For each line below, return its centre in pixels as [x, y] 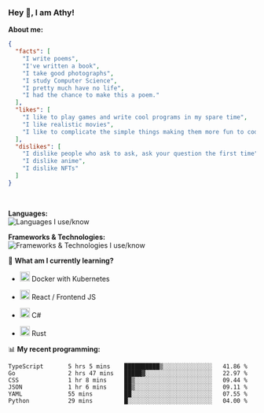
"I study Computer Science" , [70, 81]
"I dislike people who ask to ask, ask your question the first [130, 154]
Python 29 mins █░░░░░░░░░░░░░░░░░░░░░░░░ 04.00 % [128, 400]
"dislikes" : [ [38, 146]
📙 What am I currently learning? [61, 260]
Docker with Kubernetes [70, 278]
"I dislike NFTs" [51, 168]
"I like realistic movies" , [68, 124]
